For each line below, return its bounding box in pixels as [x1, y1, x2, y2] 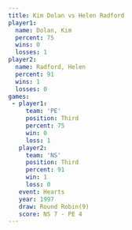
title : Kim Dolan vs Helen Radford [8, 11, 125, 20]
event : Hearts [18, 187, 65, 196]
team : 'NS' [25, 151, 61, 159]
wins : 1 [15, 77, 41, 85]
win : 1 [25, 173, 47, 182]
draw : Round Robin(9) [18, 202, 90, 210]
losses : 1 [15, 48, 47, 56]
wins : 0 [15, 41, 41, 49]
